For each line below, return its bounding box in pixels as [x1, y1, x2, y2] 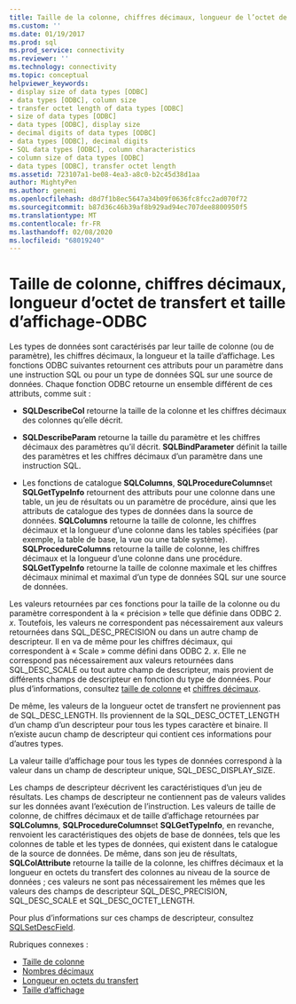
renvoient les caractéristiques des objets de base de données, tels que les [9, 829, 281, 840]
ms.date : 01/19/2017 [9, 29, 86, 38]
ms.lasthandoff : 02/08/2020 [9, 227, 113, 236]
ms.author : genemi [9, 186, 77, 195]
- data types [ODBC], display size [9, 121, 141, 130]
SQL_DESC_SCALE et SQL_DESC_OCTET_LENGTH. [9, 896, 195, 906]
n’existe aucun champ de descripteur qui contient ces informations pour [9, 729, 272, 739]
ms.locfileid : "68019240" [9, 236, 105, 245]
